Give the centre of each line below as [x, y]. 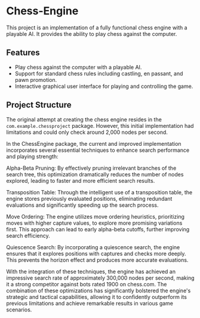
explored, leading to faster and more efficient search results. [81, 181]
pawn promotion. [36, 79]
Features [23, 53]
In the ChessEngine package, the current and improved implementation [94, 143]
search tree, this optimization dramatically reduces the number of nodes [95, 174]
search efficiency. [28, 236]
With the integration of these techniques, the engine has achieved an [91, 271]
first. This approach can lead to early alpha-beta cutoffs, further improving [98, 229]
